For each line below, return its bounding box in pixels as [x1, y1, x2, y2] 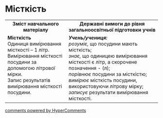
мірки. [7, 70, 23, 77]
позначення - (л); [68, 65, 111, 71]
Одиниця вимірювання [7, 40, 62, 47]
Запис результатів [7, 77, 51, 84]
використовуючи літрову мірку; [68, 83, 144, 89]
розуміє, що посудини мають [68, 40, 138, 47]
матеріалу [23, 26, 49, 33]
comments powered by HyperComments [5, 107, 86, 113]
